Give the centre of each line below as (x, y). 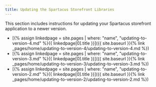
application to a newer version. (36, 28)
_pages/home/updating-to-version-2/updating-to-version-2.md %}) (80, 79)
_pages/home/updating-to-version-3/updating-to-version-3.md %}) (80, 64)
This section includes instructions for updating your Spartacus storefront (78, 23)
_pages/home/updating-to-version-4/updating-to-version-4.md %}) (81, 48)
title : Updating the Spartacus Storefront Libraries (60, 9)
